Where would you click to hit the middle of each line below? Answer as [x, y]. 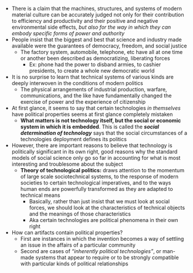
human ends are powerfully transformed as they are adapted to [97, 189]
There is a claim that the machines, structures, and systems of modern [97, 8]
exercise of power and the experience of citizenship [83, 102]
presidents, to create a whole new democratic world [92, 71]
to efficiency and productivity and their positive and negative [85, 21]
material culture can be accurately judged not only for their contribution [98, 15]
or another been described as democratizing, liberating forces [95, 58]
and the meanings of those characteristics [80, 214]
